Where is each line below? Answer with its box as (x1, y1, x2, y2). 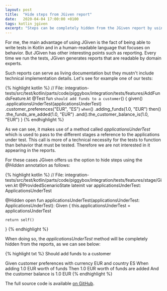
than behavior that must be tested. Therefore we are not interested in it (5, 142, 150, 148)
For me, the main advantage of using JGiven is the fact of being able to (5, 39, 151, 45)
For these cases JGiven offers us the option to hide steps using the (5, 157, 143, 163)
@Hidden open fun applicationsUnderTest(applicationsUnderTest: (5, 197, 140, 204)
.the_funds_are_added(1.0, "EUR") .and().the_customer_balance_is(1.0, (5, 111, 149, 117)
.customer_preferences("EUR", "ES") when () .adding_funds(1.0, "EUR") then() (5, 106, 162, 112)
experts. (5, 61, 22, 67)
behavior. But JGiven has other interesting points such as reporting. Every (5, 50, 157, 56)
